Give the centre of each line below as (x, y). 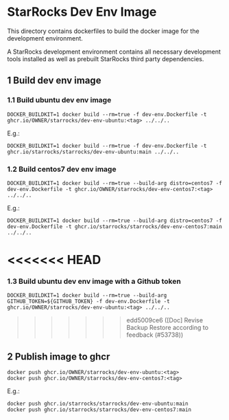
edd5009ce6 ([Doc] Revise (165, 320)
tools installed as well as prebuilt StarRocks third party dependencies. (106, 58)
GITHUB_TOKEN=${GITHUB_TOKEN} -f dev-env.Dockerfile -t (88, 302)
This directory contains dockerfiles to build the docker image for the (104, 31)
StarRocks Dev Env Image (82, 12)
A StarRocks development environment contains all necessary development (114, 52)
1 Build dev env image (54, 81)
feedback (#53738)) (155, 335)
